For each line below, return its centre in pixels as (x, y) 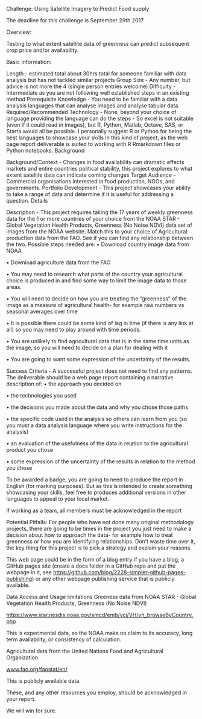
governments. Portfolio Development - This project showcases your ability (99, 188)
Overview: (19, 32)
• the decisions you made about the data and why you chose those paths (97, 407)
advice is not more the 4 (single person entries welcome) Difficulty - (91, 86)
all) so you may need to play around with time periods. (74, 329)
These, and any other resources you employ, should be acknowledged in (97, 692)
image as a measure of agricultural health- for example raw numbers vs (95, 305)
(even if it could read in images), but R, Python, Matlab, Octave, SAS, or (95, 125)
